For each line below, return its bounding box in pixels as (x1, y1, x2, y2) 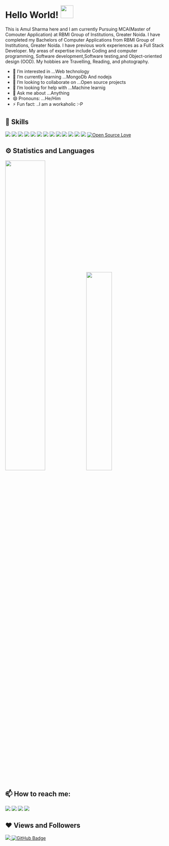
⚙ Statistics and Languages (5, 146, 95, 155)
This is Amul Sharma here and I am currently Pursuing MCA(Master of (5, 26, 151, 32)
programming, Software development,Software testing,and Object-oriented (5, 53, 162, 59)
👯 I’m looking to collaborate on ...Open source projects (12, 79, 126, 85)
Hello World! (5, 9, 59, 21)
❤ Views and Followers (5, 821, 81, 830)
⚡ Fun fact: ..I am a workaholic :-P (12, 101, 83, 107)
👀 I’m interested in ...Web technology (12, 68, 90, 74)
